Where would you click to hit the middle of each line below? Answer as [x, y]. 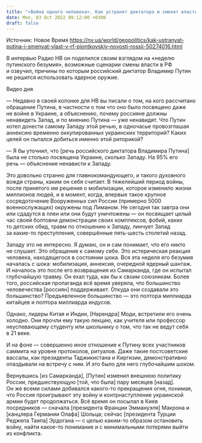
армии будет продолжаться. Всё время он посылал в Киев [82, 401]
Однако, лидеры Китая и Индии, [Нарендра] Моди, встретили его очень [99, 314]
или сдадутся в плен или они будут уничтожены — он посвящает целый [99, 214]
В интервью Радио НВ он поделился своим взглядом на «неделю [90, 58]
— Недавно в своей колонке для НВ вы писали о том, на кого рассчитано [101, 101]
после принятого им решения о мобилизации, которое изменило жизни [99, 188]
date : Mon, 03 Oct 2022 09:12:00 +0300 [56, 17]
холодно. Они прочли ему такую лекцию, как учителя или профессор [96, 321]
